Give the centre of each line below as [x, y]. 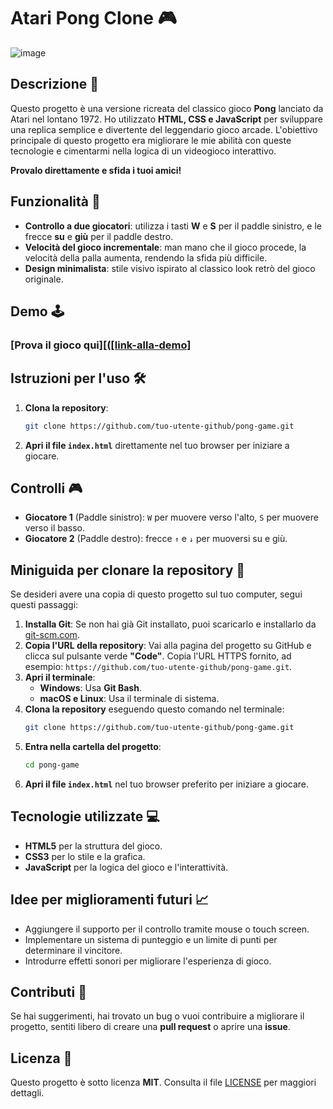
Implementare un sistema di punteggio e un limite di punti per [151, 939]
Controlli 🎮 [46, 488]
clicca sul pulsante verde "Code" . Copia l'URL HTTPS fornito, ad [158, 656]
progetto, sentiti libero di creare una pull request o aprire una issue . [150, 1027]
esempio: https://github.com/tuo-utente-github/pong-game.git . [158, 667]
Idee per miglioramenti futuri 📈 [109, 900]
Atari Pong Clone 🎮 [94, 18]
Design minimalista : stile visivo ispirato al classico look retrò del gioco [170, 268]
